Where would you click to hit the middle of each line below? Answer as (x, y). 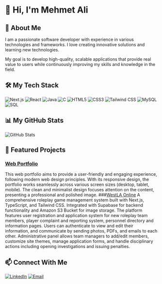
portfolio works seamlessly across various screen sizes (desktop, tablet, (77, 184)
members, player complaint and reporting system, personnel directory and (79, 221)
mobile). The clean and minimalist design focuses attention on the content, (80, 190)
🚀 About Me (23, 28)
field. (10, 69)
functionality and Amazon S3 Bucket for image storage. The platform (74, 210)
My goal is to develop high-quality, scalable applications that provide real (78, 59)
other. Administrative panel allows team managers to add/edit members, (77, 236)
